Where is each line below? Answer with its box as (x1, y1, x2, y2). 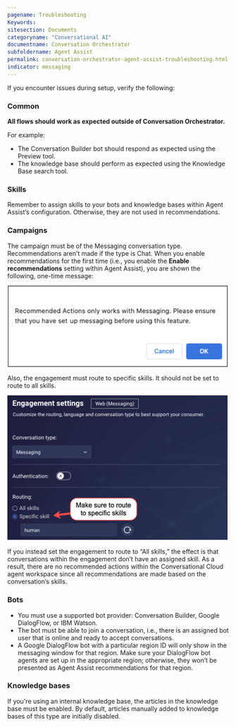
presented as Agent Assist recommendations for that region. (17, 663, 194, 672)
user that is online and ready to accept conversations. (17, 633, 174, 642)
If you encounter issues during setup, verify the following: (7, 83, 175, 92)
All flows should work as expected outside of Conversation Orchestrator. (7, 117, 225, 126)
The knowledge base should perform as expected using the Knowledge (17, 159, 225, 168)
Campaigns (7, 225, 48, 235)
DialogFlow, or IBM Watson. (17, 619, 98, 627)
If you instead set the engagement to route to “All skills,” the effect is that (7, 547, 219, 556)
